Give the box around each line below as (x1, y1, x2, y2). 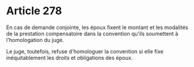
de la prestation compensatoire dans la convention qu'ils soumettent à (6, 30, 179, 37)
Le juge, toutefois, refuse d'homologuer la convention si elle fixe (6, 47, 164, 55)
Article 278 (6, 4, 62, 18)
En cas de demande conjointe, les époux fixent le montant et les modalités (6, 24, 189, 31)
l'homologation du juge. (6, 36, 64, 43)
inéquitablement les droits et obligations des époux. (6, 54, 133, 61)
